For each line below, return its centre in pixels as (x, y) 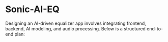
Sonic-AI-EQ (32, 9)
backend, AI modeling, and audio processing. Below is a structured (76, 28)
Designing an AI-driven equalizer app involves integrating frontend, (76, 23)
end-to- (155, 28)
